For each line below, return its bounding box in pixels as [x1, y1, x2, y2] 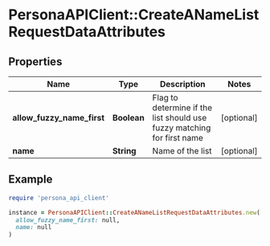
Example [8, 173, 53, 187]
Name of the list [152, 146, 212, 156]
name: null [15, 223, 52, 232]
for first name [152, 133, 203, 143]
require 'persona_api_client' [8, 194, 110, 202]
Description [159, 79, 207, 89]
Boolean [112, 113, 145, 123]
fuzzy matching [152, 122, 211, 133]
